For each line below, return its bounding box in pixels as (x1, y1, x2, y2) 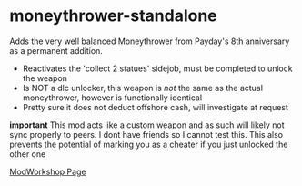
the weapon (22, 72, 68, 83)
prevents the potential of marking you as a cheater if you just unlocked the (9, 139, 288, 150)
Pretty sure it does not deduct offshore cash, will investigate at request (22, 101, 289, 112)
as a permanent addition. (9, 45, 103, 56)
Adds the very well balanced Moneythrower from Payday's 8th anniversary (9, 36, 290, 46)
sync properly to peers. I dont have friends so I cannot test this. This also (9, 129, 284, 139)
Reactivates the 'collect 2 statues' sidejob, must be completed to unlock (22, 63, 293, 74)
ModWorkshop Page (9, 166, 86, 177)
